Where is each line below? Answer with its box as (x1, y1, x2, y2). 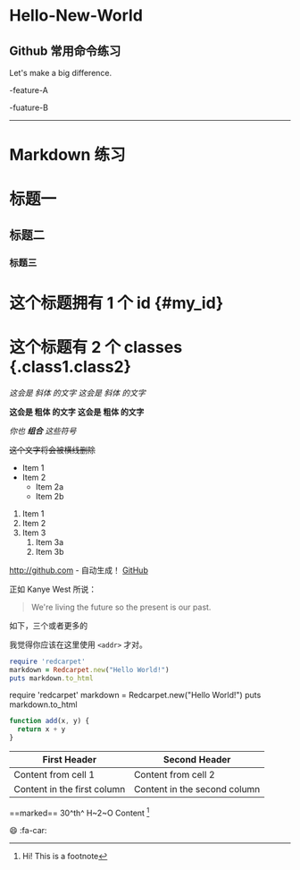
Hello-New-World (9, 5, 143, 26)
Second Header (162, 754, 231, 766)
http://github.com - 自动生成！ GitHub (9, 565, 149, 576)
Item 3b (35, 546, 64, 557)
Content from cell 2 (133, 769, 216, 781)
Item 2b (35, 490, 64, 501)
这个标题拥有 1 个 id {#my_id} (9, 293, 224, 313)
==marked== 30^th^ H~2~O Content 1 (9, 806, 150, 818)
